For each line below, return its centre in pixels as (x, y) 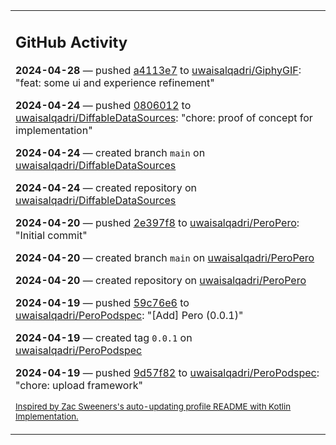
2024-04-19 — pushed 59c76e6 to (102, 302)
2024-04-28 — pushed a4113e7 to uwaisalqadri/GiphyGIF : (158, 70)
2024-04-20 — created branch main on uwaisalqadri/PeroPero (165, 257)
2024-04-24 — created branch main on (110, 152)
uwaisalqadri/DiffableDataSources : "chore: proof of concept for (164, 117)
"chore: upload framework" (79, 385)
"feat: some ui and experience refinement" (115, 82)
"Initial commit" (51, 235)
